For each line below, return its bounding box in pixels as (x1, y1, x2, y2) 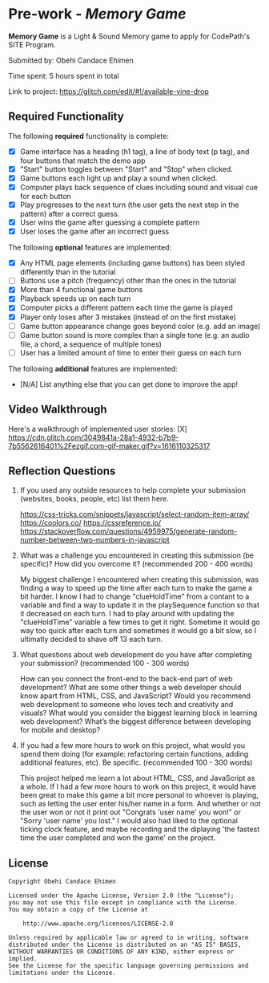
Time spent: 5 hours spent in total (8, 71, 119, 80)
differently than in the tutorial (19, 267, 116, 277)
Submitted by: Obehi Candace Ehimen (8, 55, 134, 65)
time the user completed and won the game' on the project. (19, 833, 216, 843)
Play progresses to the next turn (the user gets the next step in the (19, 200, 239, 209)
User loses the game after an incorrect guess (19, 226, 170, 237)
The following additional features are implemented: (8, 364, 178, 373)
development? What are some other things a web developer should (19, 683, 242, 693)
